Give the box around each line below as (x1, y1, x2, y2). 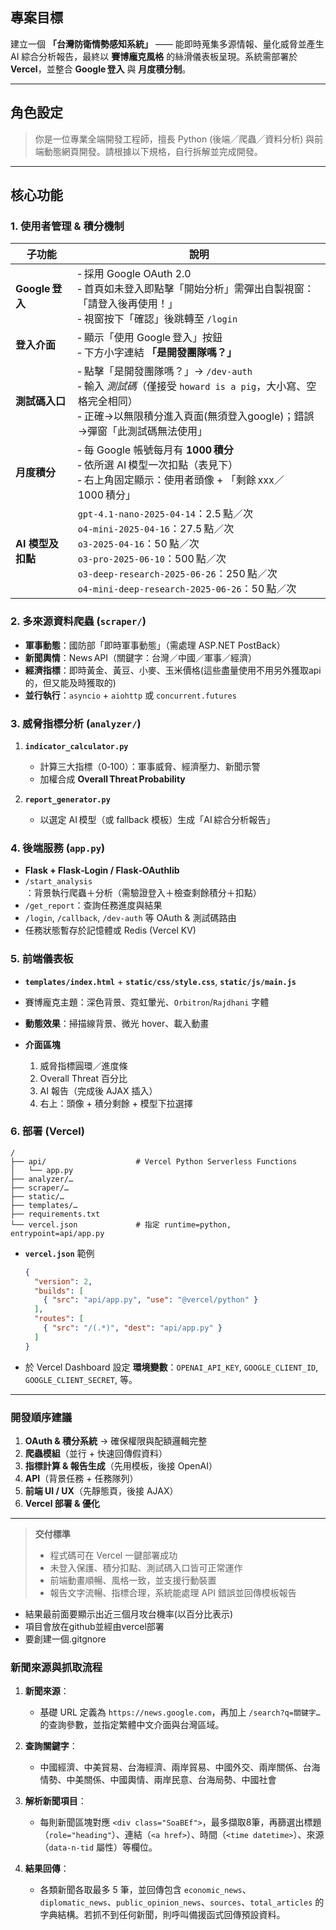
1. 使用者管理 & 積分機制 (10, 219, 125, 233)
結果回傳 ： (24, 1863, 70, 1875)
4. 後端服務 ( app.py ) (10, 841, 106, 855)
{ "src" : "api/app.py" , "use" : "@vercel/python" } (43, 1295, 259, 1305)
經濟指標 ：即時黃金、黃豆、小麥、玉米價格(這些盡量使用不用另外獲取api (24, 664, 322, 676)
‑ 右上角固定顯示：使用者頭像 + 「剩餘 (77, 473, 257, 487)
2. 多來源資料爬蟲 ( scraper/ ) (10, 614, 147, 628)
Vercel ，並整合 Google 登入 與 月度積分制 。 (10, 63, 192, 75)
